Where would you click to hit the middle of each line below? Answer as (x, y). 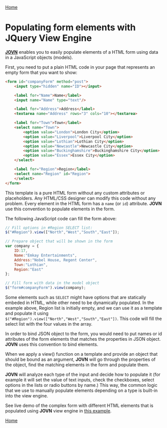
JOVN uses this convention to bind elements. (52, 344)
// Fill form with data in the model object (52, 283)
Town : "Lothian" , (31, 265)
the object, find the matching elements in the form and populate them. (77, 365)
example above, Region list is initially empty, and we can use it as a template (84, 308)
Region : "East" (29, 269)
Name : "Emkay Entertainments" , (46, 255)
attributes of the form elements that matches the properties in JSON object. (83, 339)
